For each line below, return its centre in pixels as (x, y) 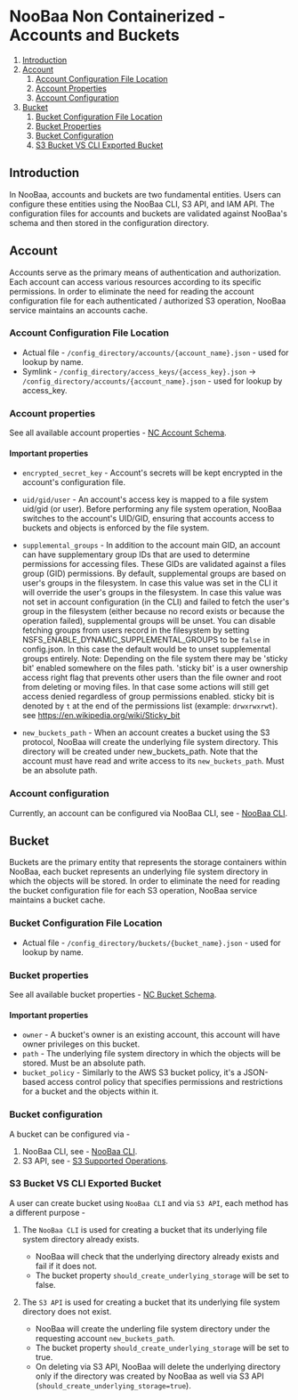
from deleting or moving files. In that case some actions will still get (145, 687)
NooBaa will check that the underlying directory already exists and (157, 1256)
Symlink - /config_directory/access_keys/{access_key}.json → (139, 371)
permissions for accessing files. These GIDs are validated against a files (154, 564)
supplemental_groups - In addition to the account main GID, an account (151, 546)
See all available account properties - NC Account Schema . (118, 433)
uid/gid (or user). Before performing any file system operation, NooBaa (152, 509)
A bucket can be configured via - (70, 1134)
